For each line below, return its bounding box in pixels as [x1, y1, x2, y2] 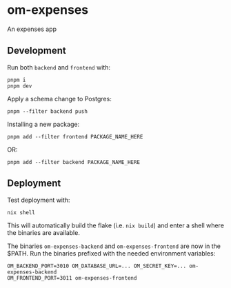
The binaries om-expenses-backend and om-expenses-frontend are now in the [7, 242, 221, 250]
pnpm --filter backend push [7, 107, 88, 115]
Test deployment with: [7, 196, 70, 204]
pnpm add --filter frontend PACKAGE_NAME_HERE [7, 133, 143, 140]
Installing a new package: [7, 120, 80, 128]
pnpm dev [7, 82, 32, 90]
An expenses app [7, 25, 57, 33]
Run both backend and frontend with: [7, 63, 110, 71]
